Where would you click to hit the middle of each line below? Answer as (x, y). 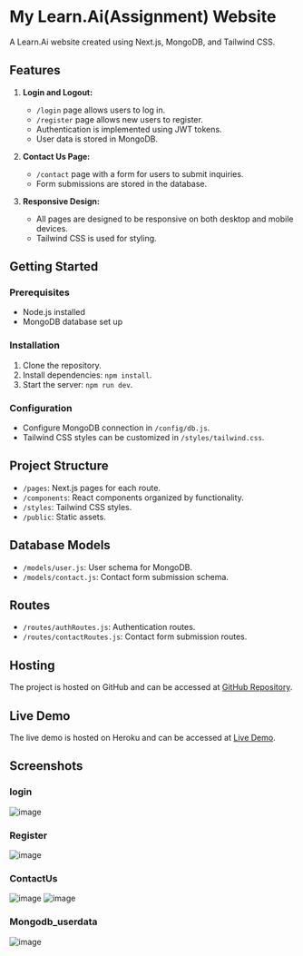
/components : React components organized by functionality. (133, 498)
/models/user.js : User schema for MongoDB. (108, 567)
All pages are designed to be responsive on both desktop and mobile (165, 219)
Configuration (41, 408)
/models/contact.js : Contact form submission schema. (126, 577)
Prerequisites (39, 292)
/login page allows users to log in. (101, 110)
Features (35, 70)
